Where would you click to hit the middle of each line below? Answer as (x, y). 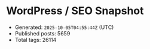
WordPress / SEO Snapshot (75, 11)
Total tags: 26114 (36, 40)
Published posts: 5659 (42, 33)
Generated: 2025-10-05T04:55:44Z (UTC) (64, 27)
